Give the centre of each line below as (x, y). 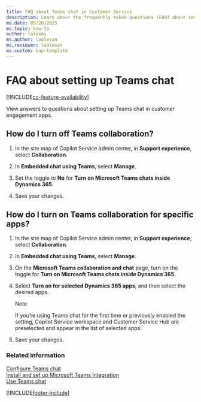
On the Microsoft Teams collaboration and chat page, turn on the (96, 268)
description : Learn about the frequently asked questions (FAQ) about (96, 17)
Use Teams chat (26, 381)
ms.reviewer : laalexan (34, 46)
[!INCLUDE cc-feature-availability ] (48, 97)
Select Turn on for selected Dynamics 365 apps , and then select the (100, 286)
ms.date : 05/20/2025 (32, 23)
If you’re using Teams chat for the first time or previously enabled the (100, 316)
